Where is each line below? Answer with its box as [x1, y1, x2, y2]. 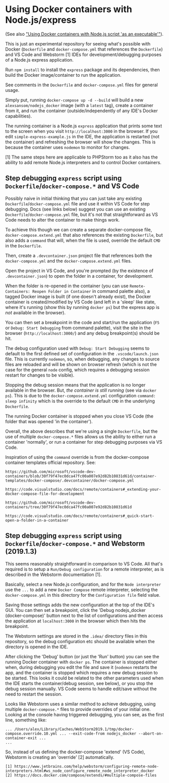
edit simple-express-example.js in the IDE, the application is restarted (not [5, 133, 160, 139]
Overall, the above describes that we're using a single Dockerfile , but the [5, 428, 158, 434]
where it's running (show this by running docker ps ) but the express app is [5, 304, 160, 310]
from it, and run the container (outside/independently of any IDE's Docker [5, 108, 158, 114]
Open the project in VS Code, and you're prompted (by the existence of [5, 268, 154, 274]
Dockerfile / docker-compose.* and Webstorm [5, 539, 145, 548]
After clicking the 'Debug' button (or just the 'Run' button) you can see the [5, 653, 159, 659]
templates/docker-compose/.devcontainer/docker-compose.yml [5, 478, 135, 483]
